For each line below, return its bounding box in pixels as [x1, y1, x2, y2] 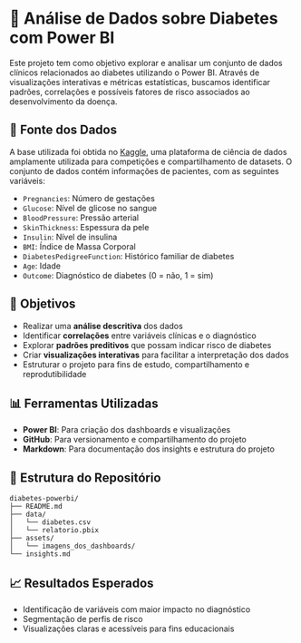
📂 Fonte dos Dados [9, 122, 118, 138]
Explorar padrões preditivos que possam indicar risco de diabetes [22, 339, 272, 350]
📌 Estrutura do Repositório [9, 470, 161, 485]
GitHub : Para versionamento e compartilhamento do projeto [22, 434, 248, 445]
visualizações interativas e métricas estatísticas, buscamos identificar [9, 76, 270, 87]
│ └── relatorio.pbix [9, 526, 100, 535]
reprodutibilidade [22, 368, 87, 379]
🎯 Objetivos [9, 297, 76, 312]
